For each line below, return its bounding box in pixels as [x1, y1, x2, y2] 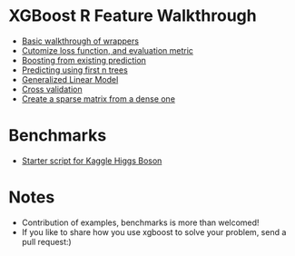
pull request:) [21, 236, 72, 247]
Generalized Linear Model [21, 74, 119, 84]
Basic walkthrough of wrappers [21, 35, 140, 46]
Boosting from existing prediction [21, 54, 147, 65]
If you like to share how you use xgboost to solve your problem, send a [21, 226, 287, 237]
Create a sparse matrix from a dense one [21, 93, 176, 104]
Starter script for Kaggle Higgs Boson [21, 155, 162, 166]
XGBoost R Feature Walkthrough [8, 5, 257, 26]
